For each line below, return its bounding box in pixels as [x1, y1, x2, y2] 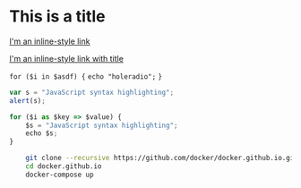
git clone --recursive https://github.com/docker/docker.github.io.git [25, 154, 298, 163]
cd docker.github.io [25, 162, 102, 171]
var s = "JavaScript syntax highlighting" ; [9, 88, 175, 97]
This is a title [9, 6, 106, 27]
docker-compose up [25, 170, 94, 179]
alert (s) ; [9, 96, 47, 105]
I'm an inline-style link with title [9, 53, 124, 64]
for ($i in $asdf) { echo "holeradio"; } [9, 72, 163, 81]
